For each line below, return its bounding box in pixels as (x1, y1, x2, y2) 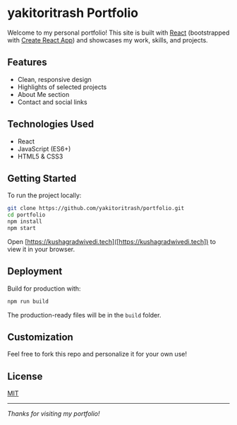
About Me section (17, 90, 70, 98)
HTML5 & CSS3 (17, 152, 63, 161)
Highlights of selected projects (17, 83, 107, 91)
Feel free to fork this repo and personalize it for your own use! (7, 350, 187, 359)
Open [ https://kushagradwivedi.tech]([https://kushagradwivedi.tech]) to (7, 237, 217, 245)
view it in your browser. (7, 245, 75, 253)
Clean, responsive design (17, 75, 92, 83)
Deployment (7, 265, 63, 277)
